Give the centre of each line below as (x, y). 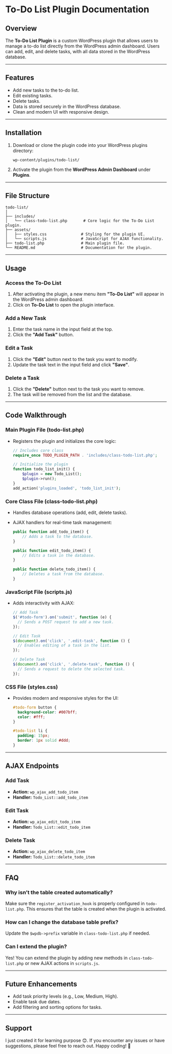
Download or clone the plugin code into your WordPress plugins (80, 145)
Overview (21, 28)
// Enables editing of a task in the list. (64, 646)
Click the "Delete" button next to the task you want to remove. (79, 389)
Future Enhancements (41, 984)
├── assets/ (18, 230)
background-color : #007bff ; (48, 712)
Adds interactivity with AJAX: (44, 603)
